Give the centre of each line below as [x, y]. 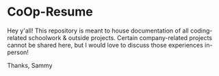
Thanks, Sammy [30, 65]
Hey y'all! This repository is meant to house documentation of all [98, 31]
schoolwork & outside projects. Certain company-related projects [120, 37]
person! [18, 52]
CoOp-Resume [50, 12]
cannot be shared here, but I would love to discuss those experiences [105, 45]
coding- [202, 31]
